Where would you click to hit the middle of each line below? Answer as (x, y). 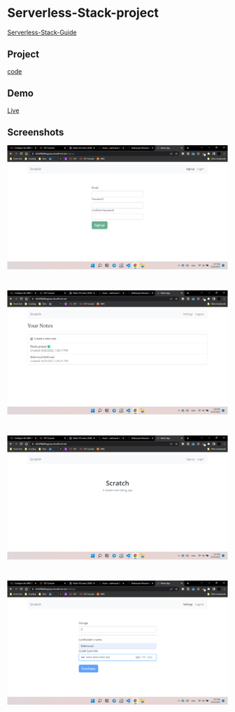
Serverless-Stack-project (83, 13)
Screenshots (36, 132)
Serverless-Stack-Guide (42, 32)
